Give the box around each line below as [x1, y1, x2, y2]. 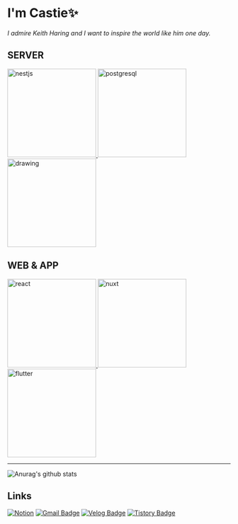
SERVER [7, 50, 45, 62]
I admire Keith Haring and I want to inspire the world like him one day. [7, 28, 211, 37]
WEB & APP [7, 260, 59, 272]
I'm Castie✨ [7, 5, 79, 21]
